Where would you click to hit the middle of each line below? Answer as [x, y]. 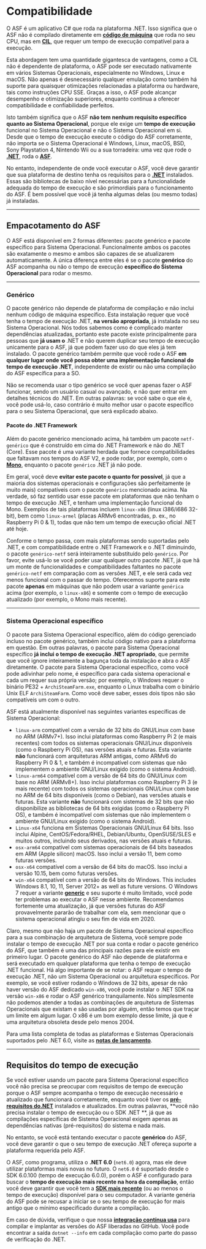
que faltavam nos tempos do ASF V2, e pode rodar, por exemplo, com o [97, 459]
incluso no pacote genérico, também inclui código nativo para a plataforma [101, 641]
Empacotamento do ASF [54, 226]
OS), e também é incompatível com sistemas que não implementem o [103, 814]
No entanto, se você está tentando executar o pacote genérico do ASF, [97, 1137]
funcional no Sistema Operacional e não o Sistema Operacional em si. [94, 130]
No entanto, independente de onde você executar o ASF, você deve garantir [103, 168]
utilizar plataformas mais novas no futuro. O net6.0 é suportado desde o [97, 1169]
